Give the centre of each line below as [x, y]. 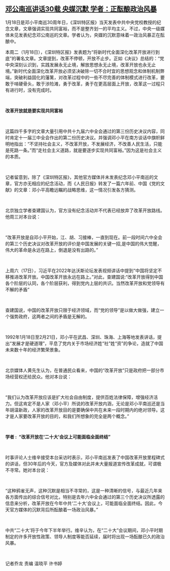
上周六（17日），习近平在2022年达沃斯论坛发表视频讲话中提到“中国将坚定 [81, 271]
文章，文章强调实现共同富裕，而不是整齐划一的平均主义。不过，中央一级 [85, 28]
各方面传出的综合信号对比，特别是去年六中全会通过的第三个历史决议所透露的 [85, 497]
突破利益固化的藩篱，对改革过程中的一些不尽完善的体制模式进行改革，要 [89, 77]
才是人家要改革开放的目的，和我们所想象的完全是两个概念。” [67, 416]
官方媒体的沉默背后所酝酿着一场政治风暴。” [54, 509]
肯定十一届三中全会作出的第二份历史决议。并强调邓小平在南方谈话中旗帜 [85, 137]
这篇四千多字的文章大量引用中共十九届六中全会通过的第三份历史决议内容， [83, 131]
